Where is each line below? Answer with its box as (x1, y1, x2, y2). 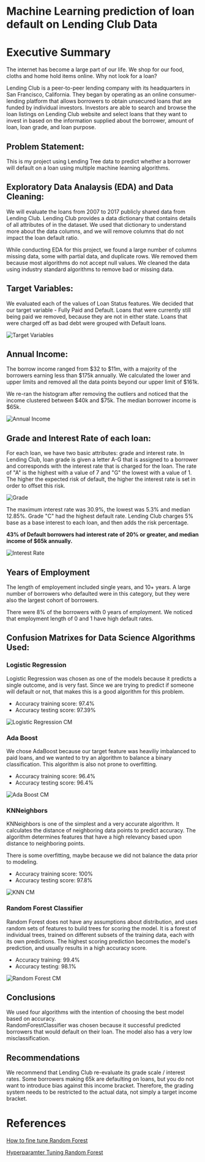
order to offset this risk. (6, 482, 65, 489)
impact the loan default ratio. (6, 234, 80, 241)
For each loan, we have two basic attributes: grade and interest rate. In (6, 449, 185, 457)
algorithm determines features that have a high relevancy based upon (6, 833, 182, 840)
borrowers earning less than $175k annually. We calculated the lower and (6, 372, 191, 379)
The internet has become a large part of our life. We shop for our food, (6, 66, 184, 73)
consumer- (169, 91, 197, 98)
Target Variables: (6, 283, 73, 294)
